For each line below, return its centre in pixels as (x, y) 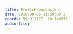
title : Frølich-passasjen (32, 10)
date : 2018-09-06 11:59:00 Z (35, 14)
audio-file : (17, 24)
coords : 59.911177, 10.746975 (37, 19)
